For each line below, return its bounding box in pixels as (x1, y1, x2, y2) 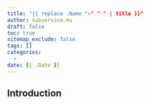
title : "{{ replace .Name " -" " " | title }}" (7, 10, 144, 17)
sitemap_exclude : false (7, 36, 76, 43)
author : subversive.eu (7, 17, 73, 24)
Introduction (7, 87, 62, 99)
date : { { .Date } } (7, 62, 60, 69)
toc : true (7, 29, 36, 37)
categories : (7, 49, 41, 56)
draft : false (7, 23, 45, 30)
